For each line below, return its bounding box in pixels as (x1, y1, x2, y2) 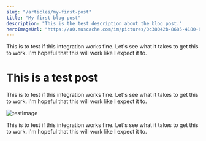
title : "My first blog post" (6, 15, 81, 21)
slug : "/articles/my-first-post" (6, 9, 92, 15)
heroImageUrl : (6, 26, 43, 32)
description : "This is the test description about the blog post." (6, 20, 183, 26)
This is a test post (6, 71, 98, 85)
